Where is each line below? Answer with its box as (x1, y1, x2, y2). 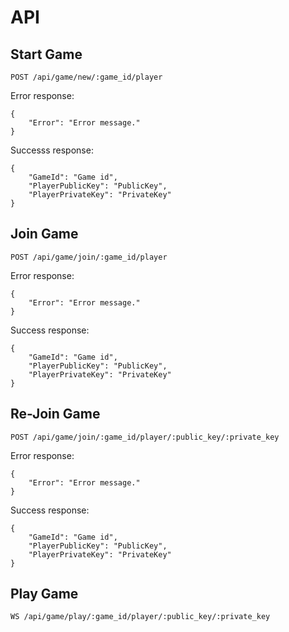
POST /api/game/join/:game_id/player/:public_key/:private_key (10, 432, 280, 442)
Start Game (10, 46, 83, 63)
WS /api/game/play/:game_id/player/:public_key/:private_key (10, 612, 271, 622)
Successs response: (10, 144, 94, 156)
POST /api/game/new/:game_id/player (10, 72, 163, 82)
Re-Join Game (10, 406, 101, 423)
